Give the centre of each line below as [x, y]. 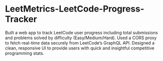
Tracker [21, 19]
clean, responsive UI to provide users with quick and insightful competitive [80, 48]
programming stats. [25, 53]
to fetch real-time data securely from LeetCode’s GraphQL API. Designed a [80, 43]
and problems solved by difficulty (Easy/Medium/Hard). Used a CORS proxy [81, 38]
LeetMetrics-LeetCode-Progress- [75, 9]
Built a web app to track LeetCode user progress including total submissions [81, 32]
